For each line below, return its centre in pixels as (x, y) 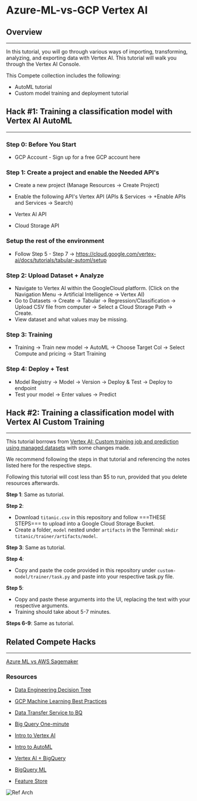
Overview (24, 32)
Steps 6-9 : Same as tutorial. (40, 623)
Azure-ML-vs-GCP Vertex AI (77, 10)
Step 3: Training (29, 334)
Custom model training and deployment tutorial (72, 93)
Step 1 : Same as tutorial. (35, 494)
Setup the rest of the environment (55, 241)
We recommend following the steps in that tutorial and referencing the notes (98, 459)
